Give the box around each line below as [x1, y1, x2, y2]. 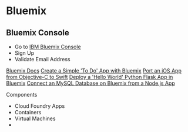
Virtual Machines [14, 115, 56, 122]
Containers [14, 109, 42, 115]
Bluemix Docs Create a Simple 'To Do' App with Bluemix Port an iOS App [6, 67, 182, 74]
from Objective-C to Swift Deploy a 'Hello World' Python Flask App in [6, 74, 173, 80]
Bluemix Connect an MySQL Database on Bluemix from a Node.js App [6, 80, 175, 87]
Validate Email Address [14, 56, 70, 62]
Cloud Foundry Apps [14, 103, 65, 110]
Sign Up [14, 49, 34, 57]
